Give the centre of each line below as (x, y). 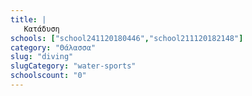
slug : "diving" (42, 57)
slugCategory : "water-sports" (73, 66)
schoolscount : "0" (48, 76)
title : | (28, 19)
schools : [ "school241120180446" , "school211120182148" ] (127, 38)
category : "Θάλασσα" (53, 47)
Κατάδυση (41, 29)
